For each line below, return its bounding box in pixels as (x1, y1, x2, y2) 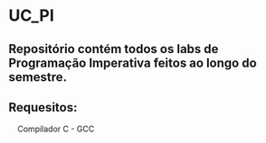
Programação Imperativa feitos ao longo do (8, 55, 257, 70)
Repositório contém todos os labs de (8, 41, 219, 57)
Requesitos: (8, 100, 78, 115)
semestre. (8, 69, 67, 85)
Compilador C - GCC (16, 123, 95, 135)
